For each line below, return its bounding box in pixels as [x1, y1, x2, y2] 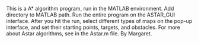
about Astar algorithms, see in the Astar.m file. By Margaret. [6, 30, 152, 37]
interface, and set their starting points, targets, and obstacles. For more [6, 24, 181, 31]
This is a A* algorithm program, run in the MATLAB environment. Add [6, 5, 174, 12]
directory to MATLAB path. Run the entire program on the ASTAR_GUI [6, 11, 175, 18]
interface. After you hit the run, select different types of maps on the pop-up [6, 18, 193, 24]
